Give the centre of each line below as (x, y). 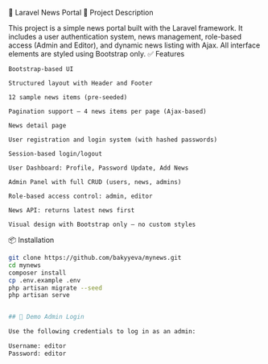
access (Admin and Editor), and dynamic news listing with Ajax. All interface (134, 45)
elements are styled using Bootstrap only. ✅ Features (97, 54)
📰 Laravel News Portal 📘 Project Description (81, 13)
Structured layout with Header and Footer (80, 83)
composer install (37, 273)
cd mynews (25, 265)
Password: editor (37, 354)
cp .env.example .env (45, 280)
